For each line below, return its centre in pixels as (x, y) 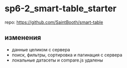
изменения (23, 38)
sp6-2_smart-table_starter (61, 9)
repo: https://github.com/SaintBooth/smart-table (54, 22)
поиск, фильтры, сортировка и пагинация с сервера (67, 55)
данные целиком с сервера (41, 49)
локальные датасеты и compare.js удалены (57, 60)
